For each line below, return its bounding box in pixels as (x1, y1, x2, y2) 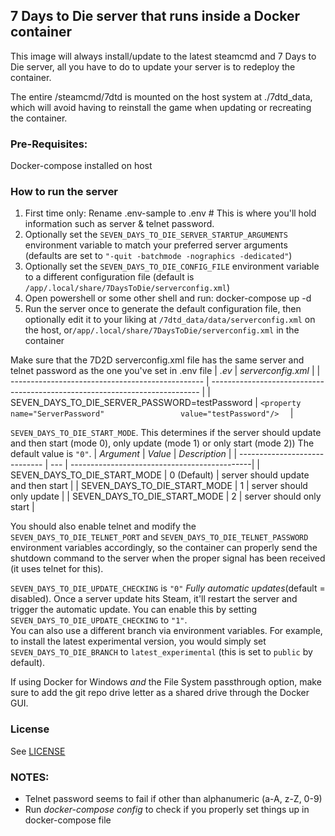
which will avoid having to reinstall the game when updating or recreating (10, 101, 312, 113)
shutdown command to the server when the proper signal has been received (10, 552, 326, 564)
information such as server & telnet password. (24, 218, 215, 230)
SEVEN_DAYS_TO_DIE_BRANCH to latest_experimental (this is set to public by (10, 646, 313, 658)
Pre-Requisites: (10, 137, 88, 151)
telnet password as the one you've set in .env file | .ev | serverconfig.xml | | (10, 365, 321, 377)
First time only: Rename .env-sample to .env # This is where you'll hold (24, 207, 317, 219)
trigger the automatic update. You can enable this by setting (10, 604, 257, 616)
